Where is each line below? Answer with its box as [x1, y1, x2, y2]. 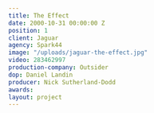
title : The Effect [8, 11, 69, 20]
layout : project [8, 93, 62, 101]
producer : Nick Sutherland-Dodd [8, 78, 116, 86]
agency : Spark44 [8, 41, 62, 49]
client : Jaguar [8, 33, 59, 42]
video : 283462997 [8, 56, 66, 64]
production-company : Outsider [8, 64, 109, 72]
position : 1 [8, 26, 48, 34]
